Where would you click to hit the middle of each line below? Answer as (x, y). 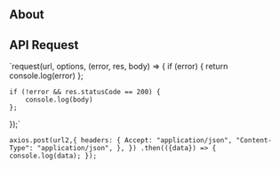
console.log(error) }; (46, 76)
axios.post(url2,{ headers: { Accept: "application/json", (121, 141)
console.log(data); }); (53, 156)
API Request (44, 45)
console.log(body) (59, 100)
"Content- (254, 141)
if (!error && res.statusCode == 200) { (85, 93)
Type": (21, 149)
